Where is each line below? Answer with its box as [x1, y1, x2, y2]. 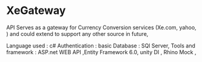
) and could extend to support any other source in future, [6, 30, 149, 37]
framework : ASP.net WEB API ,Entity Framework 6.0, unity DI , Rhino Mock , [6, 48, 197, 55]
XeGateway [6, 4, 66, 18]
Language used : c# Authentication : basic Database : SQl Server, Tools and [6, 42, 196, 49]
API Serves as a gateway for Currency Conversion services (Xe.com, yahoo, [6, 24, 197, 31]
